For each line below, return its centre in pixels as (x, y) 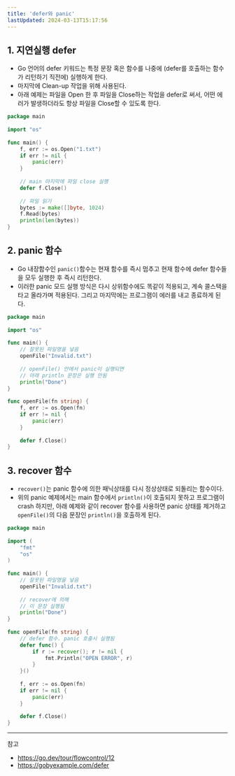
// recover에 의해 (44, 599)
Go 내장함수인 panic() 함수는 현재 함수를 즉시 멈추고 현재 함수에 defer (113, 268)
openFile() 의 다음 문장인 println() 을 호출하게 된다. (89, 515)
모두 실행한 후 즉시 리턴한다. (63, 278)
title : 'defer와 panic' (41, 14)
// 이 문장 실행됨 (42, 606)
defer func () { (42, 645)
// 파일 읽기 (36, 201)
